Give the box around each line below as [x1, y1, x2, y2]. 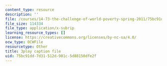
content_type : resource [5, 7, 55, 12]
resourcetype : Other [5, 44, 48, 49]
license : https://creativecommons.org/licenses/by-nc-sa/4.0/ [5, 35, 137, 40]
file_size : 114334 [5, 21, 43, 26]
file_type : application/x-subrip [5, 26, 75, 31]
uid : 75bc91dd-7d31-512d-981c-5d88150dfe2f [5, 53, 97, 59]
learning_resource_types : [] [5, 30, 66, 35]
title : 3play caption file [5, 49, 61, 54]
